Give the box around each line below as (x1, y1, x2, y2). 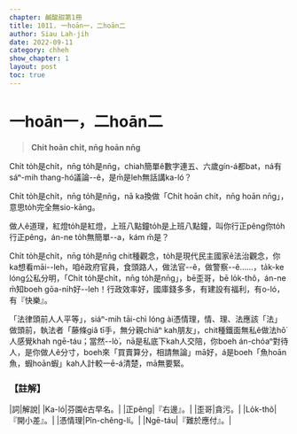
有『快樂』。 (9, 294, 52, 306)
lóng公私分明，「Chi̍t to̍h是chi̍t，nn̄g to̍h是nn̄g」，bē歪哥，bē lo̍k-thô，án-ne (9, 272, 286, 283)
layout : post (9, 63, 58, 72)
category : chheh (9, 46, 69, 55)
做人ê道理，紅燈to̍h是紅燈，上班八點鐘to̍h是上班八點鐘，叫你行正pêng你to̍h (9, 221, 285, 231)
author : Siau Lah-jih (9, 29, 90, 38)
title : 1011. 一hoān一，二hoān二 (9, 21, 126, 30)
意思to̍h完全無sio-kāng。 (9, 201, 100, 213)
